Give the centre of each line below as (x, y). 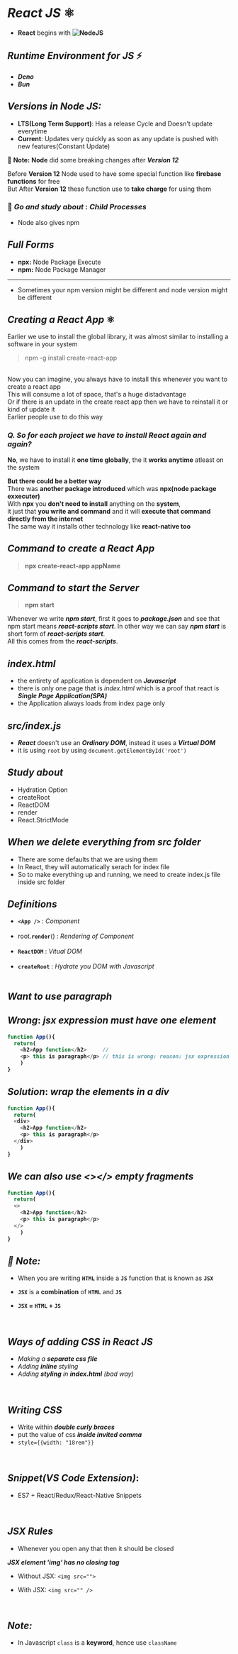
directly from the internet (45, 519)
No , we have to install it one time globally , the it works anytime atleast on (116, 460)
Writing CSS (35, 1410)
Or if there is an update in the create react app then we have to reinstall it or (118, 402)
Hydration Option (43, 790)
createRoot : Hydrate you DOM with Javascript (86, 966)
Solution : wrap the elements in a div (89, 1092)
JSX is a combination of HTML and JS (70, 1292)
